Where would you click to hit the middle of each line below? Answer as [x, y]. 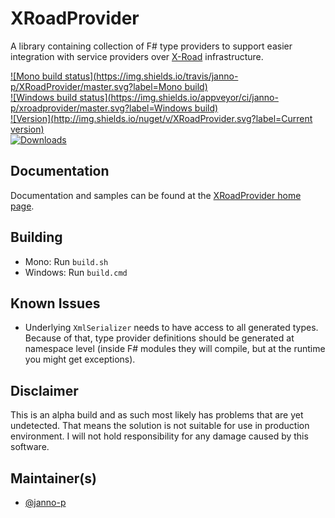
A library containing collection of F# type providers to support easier [151, 46]
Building [36, 237]
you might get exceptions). [80, 359]
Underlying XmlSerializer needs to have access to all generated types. [171, 328]
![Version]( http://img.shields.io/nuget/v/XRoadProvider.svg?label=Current [161, 118]
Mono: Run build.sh [66, 261]
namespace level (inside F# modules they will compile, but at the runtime [175, 349]
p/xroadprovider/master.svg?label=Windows [101, 108]
